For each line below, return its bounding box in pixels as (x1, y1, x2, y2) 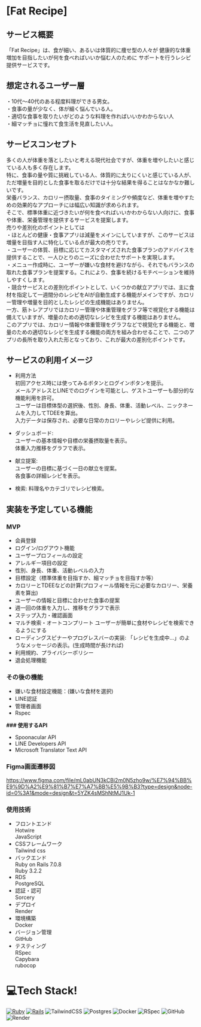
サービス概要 (6, 29, 54, 39)
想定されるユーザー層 (6, 81, 85, 91)
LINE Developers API (14, 740, 66, 748)
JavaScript (14, 833, 42, 840)
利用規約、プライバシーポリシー (14, 649, 94, 657)
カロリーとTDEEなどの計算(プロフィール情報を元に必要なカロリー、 (14, 582, 182, 589)
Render (14, 908, 33, 915)
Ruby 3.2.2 (14, 867, 42, 874)
